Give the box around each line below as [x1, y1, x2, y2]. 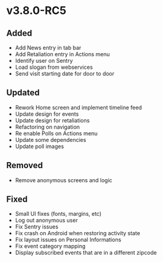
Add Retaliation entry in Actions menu [15, 51, 110, 58]
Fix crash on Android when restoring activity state [15, 230, 140, 237]
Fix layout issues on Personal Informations [15, 236, 122, 244]
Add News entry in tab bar [15, 44, 81, 51]
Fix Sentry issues [15, 223, 59, 230]
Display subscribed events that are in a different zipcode [15, 249, 157, 257]
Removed [6, 160, 43, 171]
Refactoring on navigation [15, 123, 80, 130]
